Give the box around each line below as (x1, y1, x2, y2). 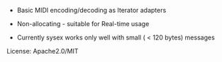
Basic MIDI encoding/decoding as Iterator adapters (16, 6, 167, 14)
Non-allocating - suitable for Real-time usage (16, 20, 150, 27)
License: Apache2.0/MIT (6, 47, 79, 55)
